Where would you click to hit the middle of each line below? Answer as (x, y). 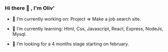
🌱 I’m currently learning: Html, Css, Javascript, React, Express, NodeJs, (88, 29)
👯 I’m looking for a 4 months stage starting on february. (70, 44)
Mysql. (19, 34)
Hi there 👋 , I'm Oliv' (30, 8)
